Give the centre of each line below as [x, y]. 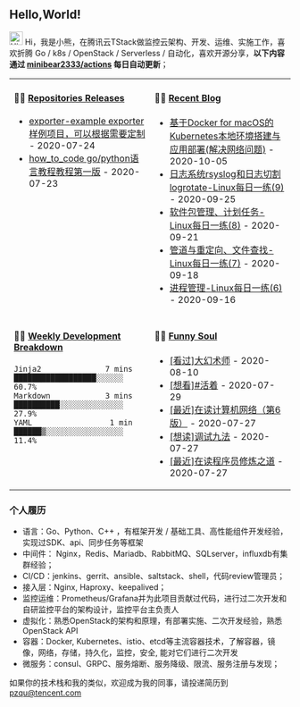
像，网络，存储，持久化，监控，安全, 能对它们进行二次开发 [130, 652]
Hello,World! [45, 15]
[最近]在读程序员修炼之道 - [226, 461]
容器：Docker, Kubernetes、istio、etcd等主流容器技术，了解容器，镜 [149, 642]
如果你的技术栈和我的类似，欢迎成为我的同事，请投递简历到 [119, 683]
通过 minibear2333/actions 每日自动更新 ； [89, 64]
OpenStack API [50, 631]
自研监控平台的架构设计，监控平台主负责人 [100, 610]
